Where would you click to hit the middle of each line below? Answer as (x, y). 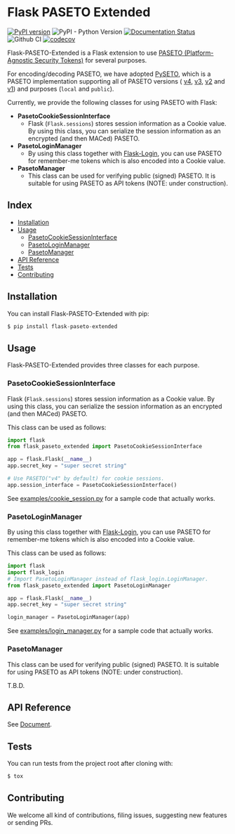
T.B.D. (16, 685)
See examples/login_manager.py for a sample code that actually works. (110, 631)
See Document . (30, 724)
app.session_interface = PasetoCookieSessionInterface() (92, 485)
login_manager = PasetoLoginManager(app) (69, 618)
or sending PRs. (30, 822)
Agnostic (20, 60)
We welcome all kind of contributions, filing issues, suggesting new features (117, 815)
